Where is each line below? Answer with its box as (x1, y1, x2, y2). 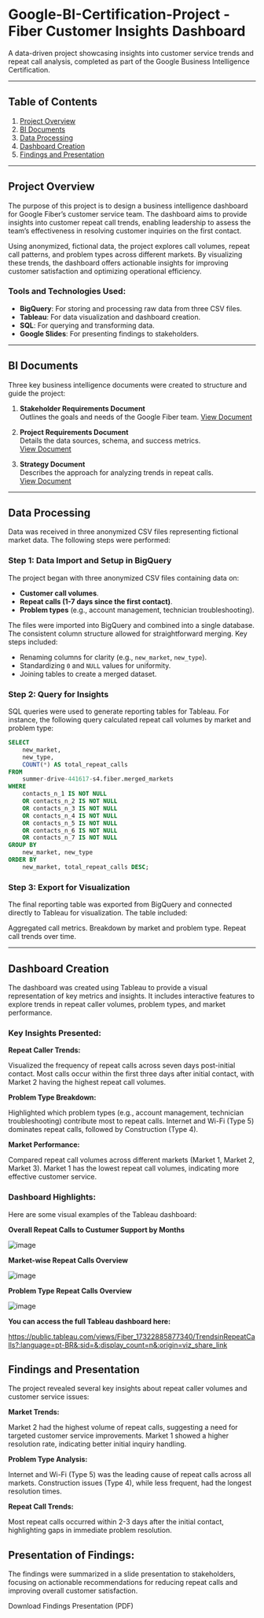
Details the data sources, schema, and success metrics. (19, 436, 201, 445)
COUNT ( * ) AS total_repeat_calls (22, 760, 128, 769)
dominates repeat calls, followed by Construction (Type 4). (8, 1125, 199, 1134)
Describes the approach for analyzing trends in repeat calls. (19, 467, 214, 477)
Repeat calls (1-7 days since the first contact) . (19, 596, 173, 606)
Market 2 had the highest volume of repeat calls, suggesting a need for (8, 1423, 238, 1432)
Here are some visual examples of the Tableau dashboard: (8, 1209, 197, 1219)
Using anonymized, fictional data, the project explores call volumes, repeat (8, 241, 250, 250)
